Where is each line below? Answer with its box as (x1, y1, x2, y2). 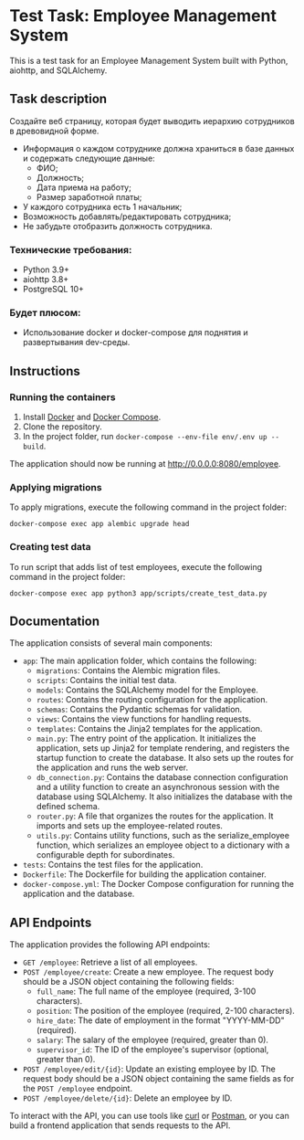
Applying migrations (9, 480, 102, 493)
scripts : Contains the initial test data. (36, 675, 177, 686)
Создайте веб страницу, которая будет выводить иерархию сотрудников (9, 115, 295, 126)
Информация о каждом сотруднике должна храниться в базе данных (22, 142, 295, 153)
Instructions (9, 363, 80, 379)
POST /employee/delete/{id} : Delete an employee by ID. (22, 1092, 233, 1103)
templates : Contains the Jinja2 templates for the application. (36, 723, 263, 734)
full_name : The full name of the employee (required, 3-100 (36, 986, 257, 997)
